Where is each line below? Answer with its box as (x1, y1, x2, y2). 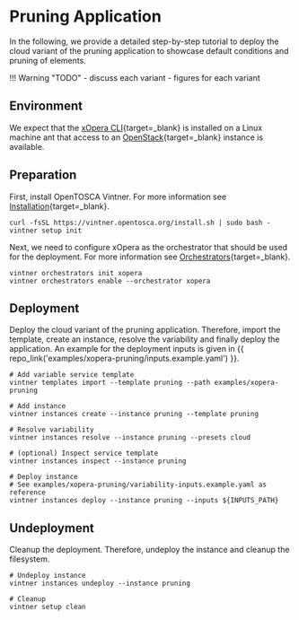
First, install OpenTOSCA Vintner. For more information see (9, 191, 227, 202)
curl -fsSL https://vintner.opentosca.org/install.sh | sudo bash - (9, 218, 271, 227)
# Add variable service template (9, 371, 135, 380)
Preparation (9, 168, 77, 183)
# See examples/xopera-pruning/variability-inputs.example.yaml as (9, 480, 268, 490)
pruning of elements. (9, 55, 87, 65)
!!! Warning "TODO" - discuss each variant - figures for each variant (9, 72, 260, 83)
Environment (9, 99, 84, 114)
